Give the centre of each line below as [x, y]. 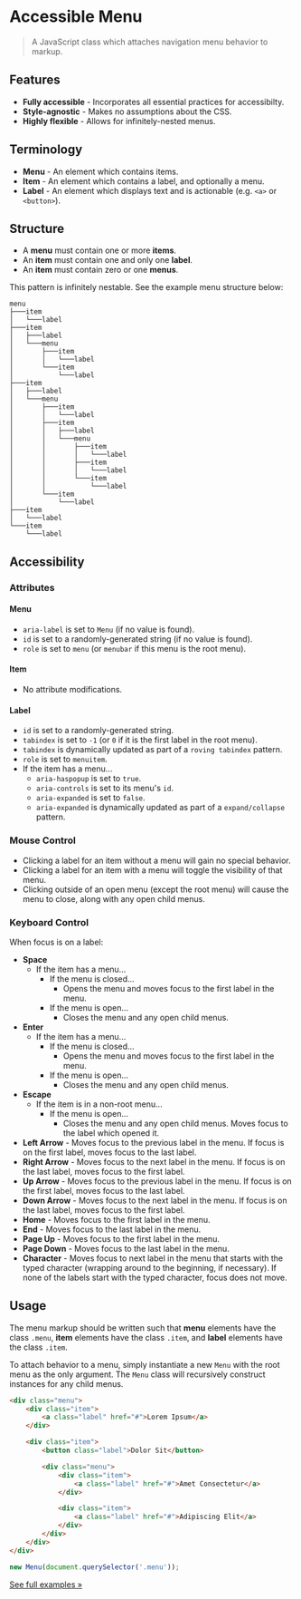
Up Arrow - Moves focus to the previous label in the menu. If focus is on [157, 1181]
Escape [37, 1094]
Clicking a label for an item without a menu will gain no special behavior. [156, 860]
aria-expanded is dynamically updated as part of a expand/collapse [160, 808]
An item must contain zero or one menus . [100, 270]
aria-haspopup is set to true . [89, 779]
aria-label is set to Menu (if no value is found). [108, 629]
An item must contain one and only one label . [107, 260]
